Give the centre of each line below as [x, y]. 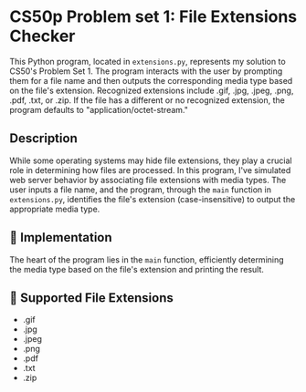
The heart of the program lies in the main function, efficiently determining [147, 259]
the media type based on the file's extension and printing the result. [137, 269]
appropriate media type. [55, 209]
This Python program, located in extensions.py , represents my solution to [148, 61]
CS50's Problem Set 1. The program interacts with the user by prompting [146, 71]
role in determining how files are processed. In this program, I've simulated [150, 170]
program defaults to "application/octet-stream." [99, 109]
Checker [42, 36]
